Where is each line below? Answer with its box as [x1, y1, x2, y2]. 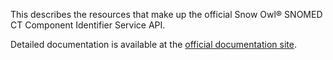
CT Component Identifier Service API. [10, 19, 166, 31]
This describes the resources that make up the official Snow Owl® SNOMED [10, 9, 323, 20]
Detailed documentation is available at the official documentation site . [10, 39, 297, 50]
